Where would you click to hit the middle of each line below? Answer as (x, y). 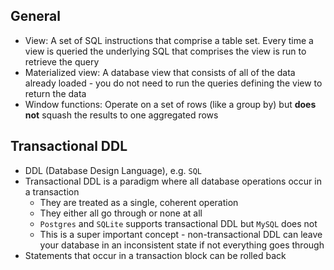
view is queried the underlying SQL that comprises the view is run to (165, 51)
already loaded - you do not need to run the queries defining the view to (173, 83)
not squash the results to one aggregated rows (121, 115)
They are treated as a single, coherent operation (139, 202)
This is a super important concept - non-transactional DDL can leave (181, 234)
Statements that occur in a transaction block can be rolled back (155, 255)
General (36, 16)
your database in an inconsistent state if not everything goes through (182, 245)
